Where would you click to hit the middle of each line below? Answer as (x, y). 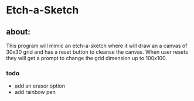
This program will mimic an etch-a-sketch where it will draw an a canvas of (97, 46)
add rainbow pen (35, 92)
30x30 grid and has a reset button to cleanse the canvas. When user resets (97, 52)
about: (18, 32)
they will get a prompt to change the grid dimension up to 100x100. (86, 58)
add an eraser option (40, 86)
